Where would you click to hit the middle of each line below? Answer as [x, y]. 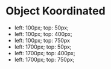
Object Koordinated [56, 11]
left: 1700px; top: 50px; [43, 47]
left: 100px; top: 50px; [41, 28]
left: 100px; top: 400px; [43, 34]
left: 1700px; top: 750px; [44, 59]
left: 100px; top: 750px [42, 40]
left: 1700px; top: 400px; [45, 53]
